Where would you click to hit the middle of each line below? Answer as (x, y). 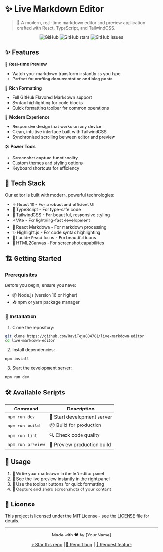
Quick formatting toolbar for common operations (60, 108)
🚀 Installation (21, 317)
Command (26, 409)
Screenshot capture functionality (45, 158)
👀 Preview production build (80, 444)
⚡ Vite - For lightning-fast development (51, 220)
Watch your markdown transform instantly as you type (66, 73)
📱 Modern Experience (27, 117)
